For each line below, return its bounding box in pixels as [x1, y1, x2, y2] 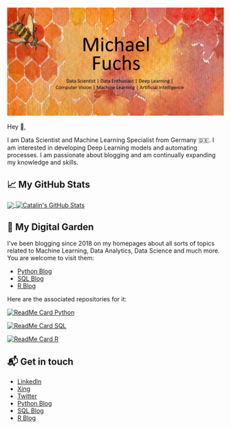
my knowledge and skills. [7, 159, 79, 166]
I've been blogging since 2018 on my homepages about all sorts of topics [7, 240, 215, 248]
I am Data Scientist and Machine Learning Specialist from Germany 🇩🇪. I [7, 136, 214, 144]
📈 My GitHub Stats [7, 179, 91, 191]
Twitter [16, 392, 38, 400]
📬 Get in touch [7, 356, 74, 367]
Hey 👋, [7, 123, 26, 130]
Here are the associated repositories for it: [7, 295, 127, 303]
